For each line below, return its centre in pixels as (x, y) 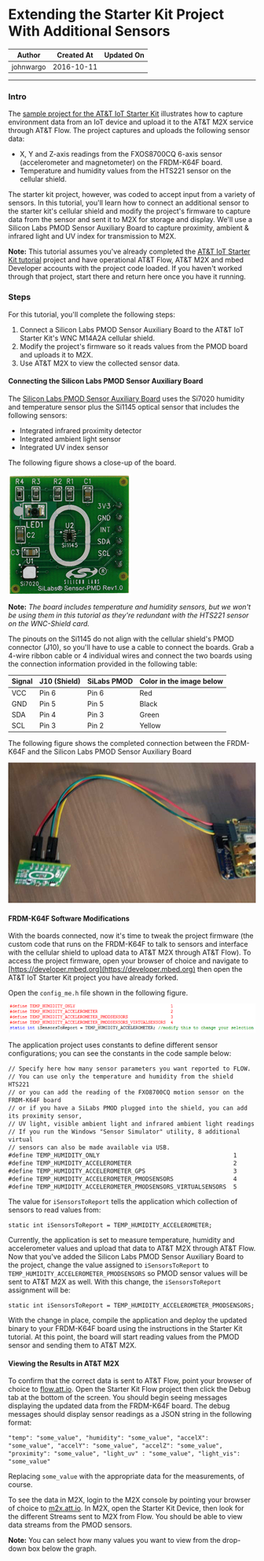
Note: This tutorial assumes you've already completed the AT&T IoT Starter (129, 252)
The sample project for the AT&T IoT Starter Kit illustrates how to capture (126, 114)
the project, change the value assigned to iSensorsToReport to (109, 1265)
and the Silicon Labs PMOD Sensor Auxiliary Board (110, 751)
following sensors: (38, 415)
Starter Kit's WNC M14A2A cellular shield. (87, 338)
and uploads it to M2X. (56, 354)
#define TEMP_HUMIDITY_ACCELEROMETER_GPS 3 (123, 1171)
